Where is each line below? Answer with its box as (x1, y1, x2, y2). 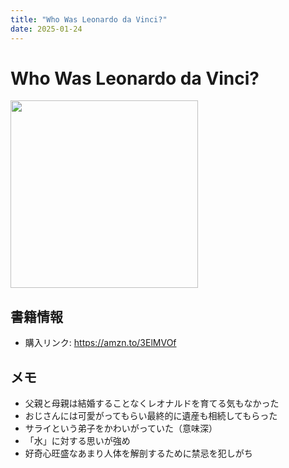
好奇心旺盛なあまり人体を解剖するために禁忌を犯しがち (24, 447, 253, 460)
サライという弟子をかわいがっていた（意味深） (24, 422, 218, 435)
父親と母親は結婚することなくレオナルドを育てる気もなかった (24, 397, 280, 410)
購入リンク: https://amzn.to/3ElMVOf (24, 337, 177, 349)
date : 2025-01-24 (10, 24, 83, 34)
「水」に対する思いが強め (24, 435, 131, 447)
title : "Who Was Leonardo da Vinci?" (10, 14, 168, 25)
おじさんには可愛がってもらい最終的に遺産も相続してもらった (24, 410, 278, 422)
